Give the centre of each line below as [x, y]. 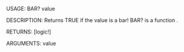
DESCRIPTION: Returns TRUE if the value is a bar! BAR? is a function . [92, 20]
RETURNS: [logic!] [29, 32]
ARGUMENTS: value [31, 43]
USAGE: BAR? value [31, 9]
